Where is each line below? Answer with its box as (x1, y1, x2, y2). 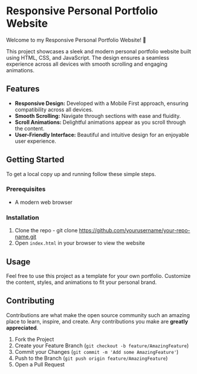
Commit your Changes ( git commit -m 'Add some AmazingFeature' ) (14, 348, 179, 355)
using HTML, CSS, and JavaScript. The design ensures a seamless (6, 54, 170, 61)
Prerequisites (6, 185, 46, 193)
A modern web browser (14, 199, 73, 206)
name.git (14, 233, 37, 241)
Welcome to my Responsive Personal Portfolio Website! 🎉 (6, 36, 147, 43)
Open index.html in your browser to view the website (14, 239, 145, 247)
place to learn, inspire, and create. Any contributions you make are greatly (6, 318, 189, 325)
